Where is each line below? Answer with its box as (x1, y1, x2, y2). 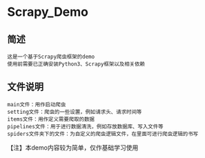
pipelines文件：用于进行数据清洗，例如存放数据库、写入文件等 (7, 123, 164, 130)
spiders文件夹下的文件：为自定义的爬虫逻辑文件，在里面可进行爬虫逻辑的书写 (7, 130, 199, 137)
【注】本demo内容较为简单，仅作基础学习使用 (7, 143, 139, 152)
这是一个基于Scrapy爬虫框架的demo (7, 53, 95, 60)
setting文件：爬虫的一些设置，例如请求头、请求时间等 (7, 108, 142, 115)
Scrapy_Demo (7, 4, 88, 20)
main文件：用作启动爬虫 (7, 101, 66, 108)
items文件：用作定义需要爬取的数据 (7, 115, 95, 123)
